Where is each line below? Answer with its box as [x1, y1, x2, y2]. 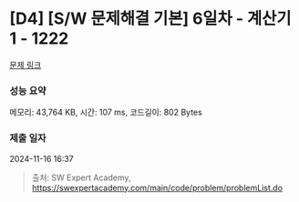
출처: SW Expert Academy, [31, 172, 131, 183]
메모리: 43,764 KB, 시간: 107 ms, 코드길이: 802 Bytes [9, 106, 202, 118]
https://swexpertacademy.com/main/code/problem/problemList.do [31, 182, 284, 193]
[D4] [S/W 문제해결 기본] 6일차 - [9, 8, 244, 29]
